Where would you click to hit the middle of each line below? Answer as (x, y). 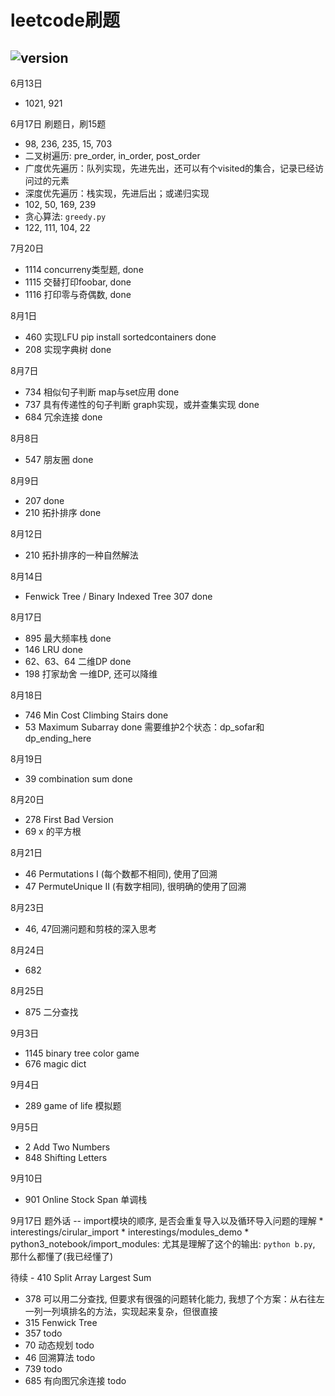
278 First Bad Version (69, 819)
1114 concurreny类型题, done (84, 269)
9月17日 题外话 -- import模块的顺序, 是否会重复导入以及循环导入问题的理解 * (167, 1220)
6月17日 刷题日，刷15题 (58, 124)
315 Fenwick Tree (61, 1322)
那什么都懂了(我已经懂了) (62, 1256)
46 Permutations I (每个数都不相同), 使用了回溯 (121, 874)
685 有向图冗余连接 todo (75, 1380)
